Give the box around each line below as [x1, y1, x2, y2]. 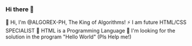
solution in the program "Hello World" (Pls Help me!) [5, 33, 132, 40]
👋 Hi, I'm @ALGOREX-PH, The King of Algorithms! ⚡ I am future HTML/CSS [5, 19, 187, 26]
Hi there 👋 [5, 5, 35, 13]
